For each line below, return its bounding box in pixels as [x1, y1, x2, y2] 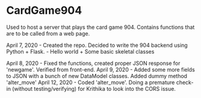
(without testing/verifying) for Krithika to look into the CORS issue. [11, 85, 176, 92]
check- [176, 79, 194, 86]
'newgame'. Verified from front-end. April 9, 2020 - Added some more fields [6, 66, 196, 73]
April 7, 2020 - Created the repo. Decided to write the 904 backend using [6, 41, 188, 49]
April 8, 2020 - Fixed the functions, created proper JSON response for [6, 60, 181, 67]
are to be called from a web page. [6, 29, 90, 37]
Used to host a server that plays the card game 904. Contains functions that [6, 23, 195, 31]
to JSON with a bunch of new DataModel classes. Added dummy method [6, 72, 188, 79]
